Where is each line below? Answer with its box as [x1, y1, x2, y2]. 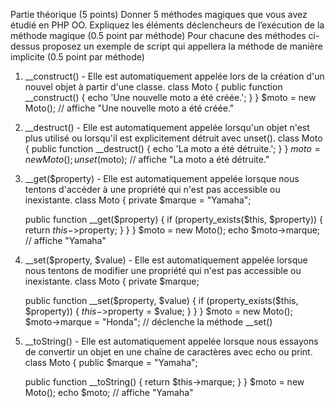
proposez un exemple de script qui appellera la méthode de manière [42, 40, 323, 52]
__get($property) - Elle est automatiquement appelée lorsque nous [24, 173, 300, 184]
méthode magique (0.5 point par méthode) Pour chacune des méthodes [10, 30, 307, 41]
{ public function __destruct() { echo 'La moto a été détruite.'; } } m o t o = [24, 143, 321, 154]
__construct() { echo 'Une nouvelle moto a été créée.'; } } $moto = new [24, 92, 317, 103]
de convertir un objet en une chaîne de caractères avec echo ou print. [24, 346, 313, 358]
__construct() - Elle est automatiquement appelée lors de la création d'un [24, 70, 325, 82]
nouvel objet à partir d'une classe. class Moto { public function [24, 81, 283, 93]
